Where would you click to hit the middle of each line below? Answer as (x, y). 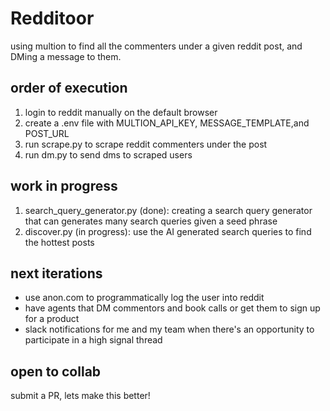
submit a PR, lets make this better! (80, 396)
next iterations (56, 273)
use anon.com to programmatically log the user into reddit (144, 298)
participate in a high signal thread (93, 340)
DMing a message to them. (66, 56)
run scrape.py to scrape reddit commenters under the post (146, 144)
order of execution (69, 88)
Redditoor (52, 18)
